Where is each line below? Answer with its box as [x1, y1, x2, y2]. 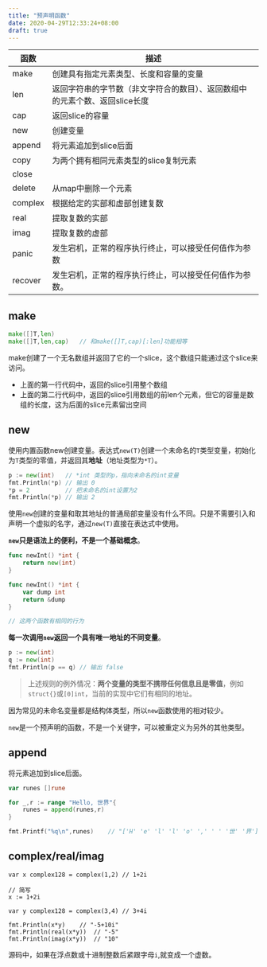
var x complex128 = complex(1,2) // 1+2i [8, 871, 148, 879]
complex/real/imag [8, 849, 105, 864]
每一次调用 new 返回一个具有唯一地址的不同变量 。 [8, 633, 165, 642]
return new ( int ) [22, 559, 77, 567]
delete [12, 182, 36, 193]
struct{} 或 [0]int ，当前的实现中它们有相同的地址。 [27, 688, 197, 698]
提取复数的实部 [52, 213, 109, 224]
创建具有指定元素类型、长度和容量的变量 [52, 68, 204, 80]
